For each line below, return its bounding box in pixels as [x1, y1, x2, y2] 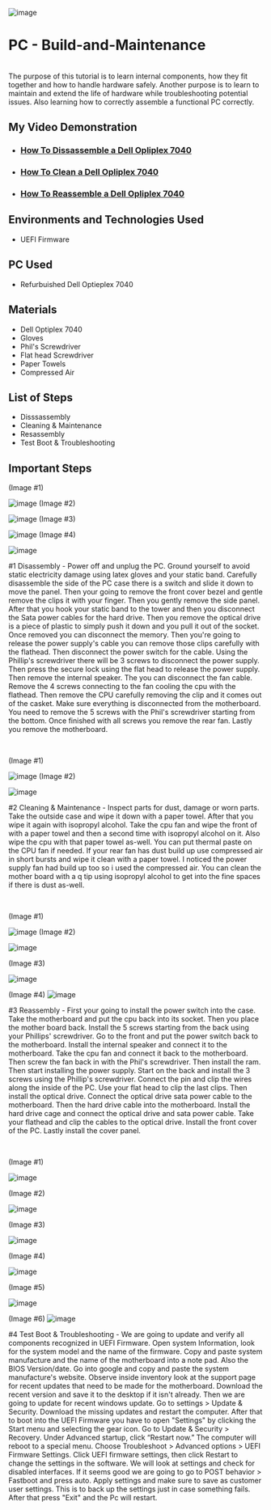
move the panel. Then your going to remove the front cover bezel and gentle [8, 587, 263, 597]
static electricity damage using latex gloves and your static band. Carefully [8, 570, 257, 580]
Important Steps [8, 461, 92, 475]
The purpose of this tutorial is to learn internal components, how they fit [8, 71, 248, 81]
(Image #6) [8, 1314, 46, 1324]
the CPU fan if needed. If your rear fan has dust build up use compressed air [8, 846, 264, 856]
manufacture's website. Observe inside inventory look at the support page [8, 1373, 256, 1382]
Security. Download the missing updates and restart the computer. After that [8, 1407, 263, 1417]
